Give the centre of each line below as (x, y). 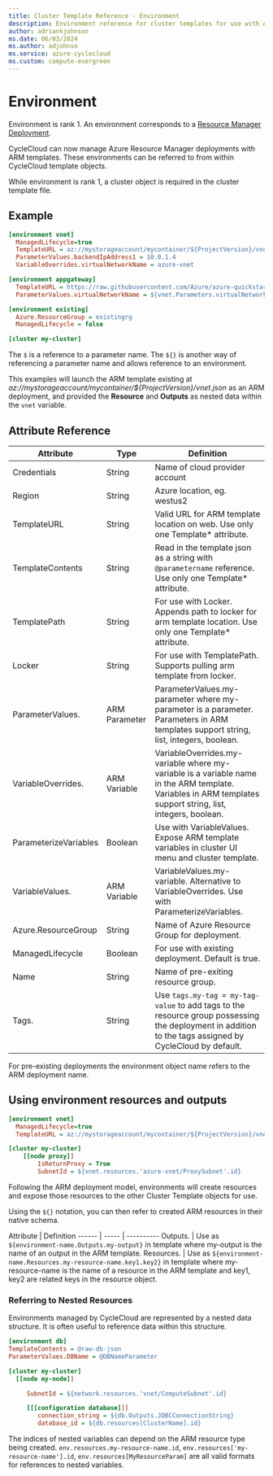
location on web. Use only (204, 524)
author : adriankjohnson (49, 31)
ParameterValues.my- (197, 688)
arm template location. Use (206, 622)
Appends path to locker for (206, 611)
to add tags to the (211, 1005)
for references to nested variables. (66, 1465)
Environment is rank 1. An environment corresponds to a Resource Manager (135, 124)
